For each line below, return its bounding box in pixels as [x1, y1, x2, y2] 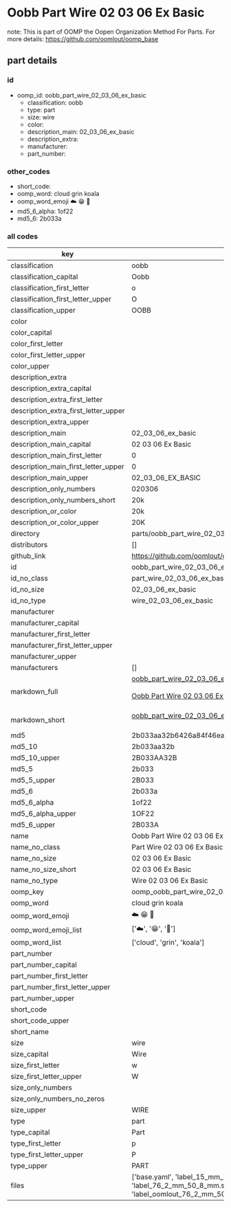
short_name [10, 1027, 49, 1037]
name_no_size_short [10, 864, 77, 874]
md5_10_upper [10, 753, 60, 763]
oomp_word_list [10, 938, 62, 948]
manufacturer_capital [10, 618, 79, 628]
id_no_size [10, 585, 45, 594]
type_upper [10, 1161, 48, 1171]
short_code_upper [10, 1016, 69, 1025]
